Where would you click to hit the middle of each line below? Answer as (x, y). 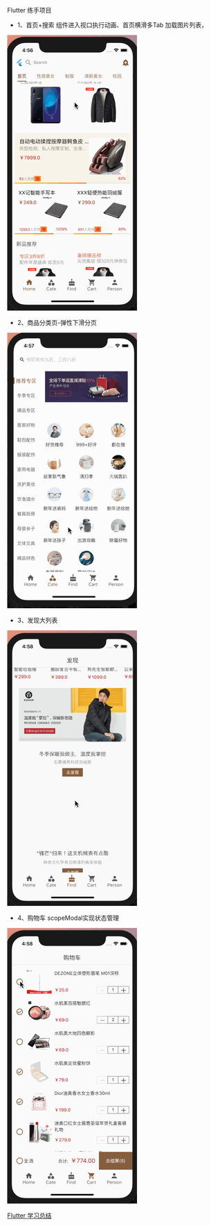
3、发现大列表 (37, 620)
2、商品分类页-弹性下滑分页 (57, 322)
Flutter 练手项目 (29, 10)
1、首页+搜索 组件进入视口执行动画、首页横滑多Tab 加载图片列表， (112, 25)
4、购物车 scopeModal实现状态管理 (68, 918)
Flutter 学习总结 (29, 1216)
